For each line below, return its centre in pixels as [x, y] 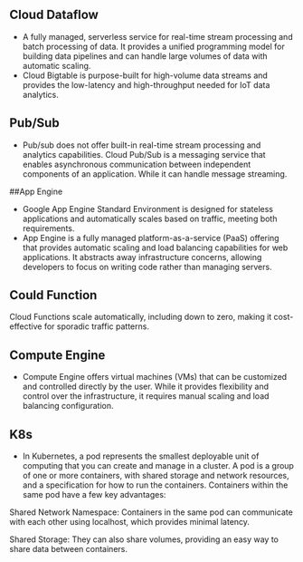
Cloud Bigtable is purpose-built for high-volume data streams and [145, 75]
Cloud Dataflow [54, 15]
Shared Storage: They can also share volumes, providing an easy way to [144, 539]
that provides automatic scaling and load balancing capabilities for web [155, 247]
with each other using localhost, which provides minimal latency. [130, 522]
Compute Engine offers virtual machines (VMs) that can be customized [155, 377]
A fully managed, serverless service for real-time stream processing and [157, 36]
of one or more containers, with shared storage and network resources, [156, 476]
